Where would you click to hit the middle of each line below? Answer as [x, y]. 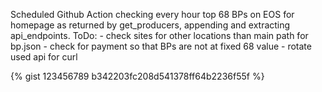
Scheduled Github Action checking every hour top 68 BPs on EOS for [152, 14]
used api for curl [44, 57]
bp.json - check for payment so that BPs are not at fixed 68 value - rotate [161, 46]
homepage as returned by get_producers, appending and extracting [150, 25]
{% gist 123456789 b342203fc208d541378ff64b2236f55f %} [137, 76]
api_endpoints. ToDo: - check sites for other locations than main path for [159, 35]
